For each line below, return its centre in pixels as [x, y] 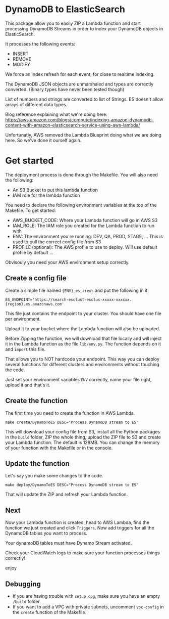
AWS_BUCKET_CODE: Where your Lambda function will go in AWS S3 [85, 220]
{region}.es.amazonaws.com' [35, 304]
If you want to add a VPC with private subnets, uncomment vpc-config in [88, 607]
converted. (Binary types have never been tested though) [65, 89]
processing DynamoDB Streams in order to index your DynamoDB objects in [84, 28]
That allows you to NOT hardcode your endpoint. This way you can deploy [82, 359]
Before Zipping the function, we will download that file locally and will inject [83, 338]
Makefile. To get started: [31, 210]
